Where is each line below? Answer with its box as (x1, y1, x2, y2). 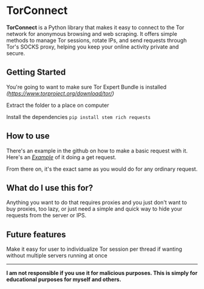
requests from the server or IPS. (6, 212, 87, 219)
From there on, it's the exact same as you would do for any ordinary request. (6, 165, 198, 172)
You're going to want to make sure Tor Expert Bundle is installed (6, 83, 167, 90)
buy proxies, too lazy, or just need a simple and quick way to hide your (6, 205, 183, 212)
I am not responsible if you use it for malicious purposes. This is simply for (6, 270, 198, 277)
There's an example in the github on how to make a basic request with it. (6, 147, 188, 154)
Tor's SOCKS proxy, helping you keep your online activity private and (6, 43, 179, 50)
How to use (6, 131, 50, 141)
